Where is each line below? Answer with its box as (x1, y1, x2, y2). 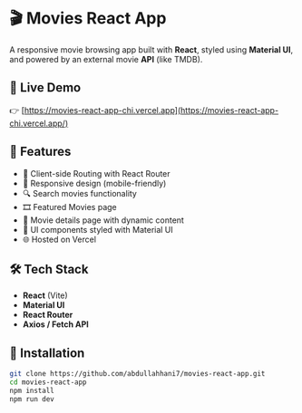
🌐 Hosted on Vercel (22, 234, 97, 245)
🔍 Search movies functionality (22, 187, 138, 198)
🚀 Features (9, 144, 72, 159)
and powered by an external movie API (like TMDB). (9, 53, 203, 64)
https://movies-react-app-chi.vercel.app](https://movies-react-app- (24, 104, 279, 115)
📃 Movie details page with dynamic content (22, 215, 184, 226)
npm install (9, 386, 54, 395)
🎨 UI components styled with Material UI (22, 224, 174, 235)
